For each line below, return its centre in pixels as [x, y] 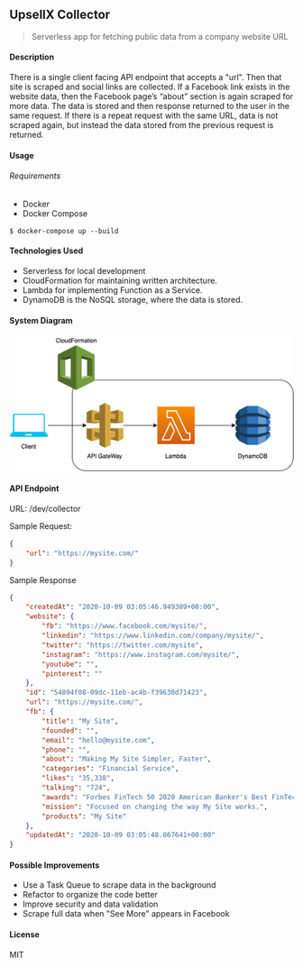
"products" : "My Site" [84, 816]
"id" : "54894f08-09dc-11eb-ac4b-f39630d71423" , [116, 693]
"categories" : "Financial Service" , [110, 769]
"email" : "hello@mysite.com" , [98, 740]
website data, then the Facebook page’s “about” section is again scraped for [151, 96]
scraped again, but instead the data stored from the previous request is [142, 125]
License [25, 934]
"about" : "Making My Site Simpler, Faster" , [127, 759]
